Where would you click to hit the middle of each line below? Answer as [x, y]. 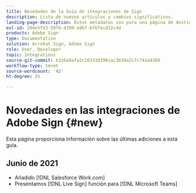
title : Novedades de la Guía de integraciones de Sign [74, 11]
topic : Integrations [31, 55]
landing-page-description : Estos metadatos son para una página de [90, 22]
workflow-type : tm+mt [32, 66]
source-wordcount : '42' [35, 71]
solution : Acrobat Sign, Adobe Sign [50, 44]
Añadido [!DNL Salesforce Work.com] [60, 177]
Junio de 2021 [32, 164]
